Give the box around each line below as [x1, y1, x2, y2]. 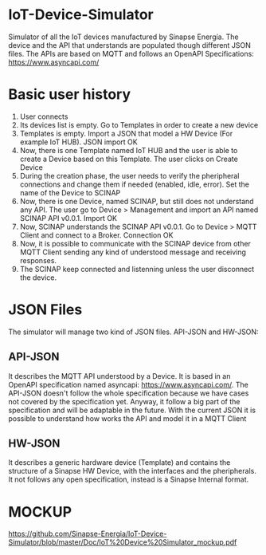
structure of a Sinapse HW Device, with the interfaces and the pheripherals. [8, 466, 256, 476]
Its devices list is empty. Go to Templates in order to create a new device [19, 120, 259, 129]
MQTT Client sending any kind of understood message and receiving [19, 247, 247, 257]
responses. [19, 255, 57, 265]
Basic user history [8, 85, 131, 104]
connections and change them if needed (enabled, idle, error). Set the [19, 179, 249, 189]
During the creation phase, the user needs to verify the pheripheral [19, 171, 240, 180]
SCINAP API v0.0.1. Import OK [19, 213, 118, 222]
